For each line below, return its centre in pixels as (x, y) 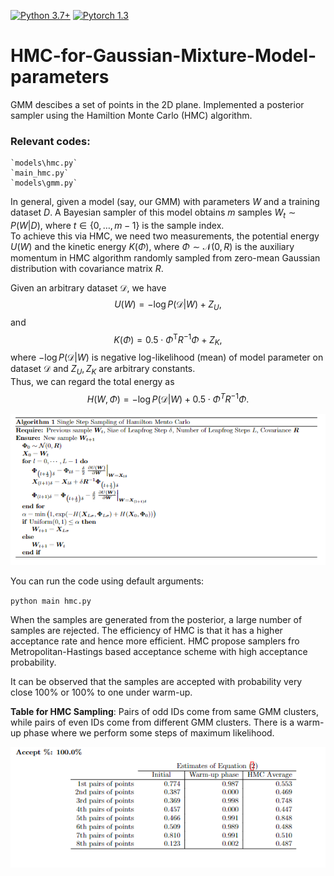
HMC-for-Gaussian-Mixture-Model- (163, 56)
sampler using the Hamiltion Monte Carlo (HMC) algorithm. (131, 115)
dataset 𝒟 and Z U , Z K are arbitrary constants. (103, 370)
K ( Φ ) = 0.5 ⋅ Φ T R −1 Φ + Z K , (168, 339)
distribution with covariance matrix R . (87, 269)
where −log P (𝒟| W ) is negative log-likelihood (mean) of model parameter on (167, 357)
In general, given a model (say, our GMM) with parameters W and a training (165, 202)
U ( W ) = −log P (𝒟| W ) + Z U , (168, 305)
